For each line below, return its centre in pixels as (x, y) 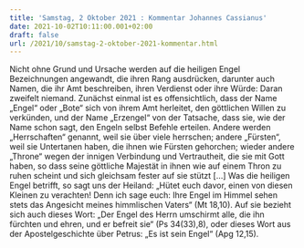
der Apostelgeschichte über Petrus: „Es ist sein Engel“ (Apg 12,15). (134, 234)
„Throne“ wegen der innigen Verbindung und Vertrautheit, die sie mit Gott (147, 157)
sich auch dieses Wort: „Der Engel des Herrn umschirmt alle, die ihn (137, 214)
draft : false (34, 35)
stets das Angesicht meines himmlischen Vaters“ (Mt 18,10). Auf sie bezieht (151, 205)
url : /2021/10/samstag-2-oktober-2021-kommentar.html (114, 43)
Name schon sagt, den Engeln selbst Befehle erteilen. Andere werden (140, 128)
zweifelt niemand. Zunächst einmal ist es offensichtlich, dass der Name (143, 98)
